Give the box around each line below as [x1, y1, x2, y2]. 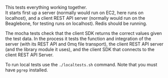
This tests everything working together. [5, 5, 88, 10]
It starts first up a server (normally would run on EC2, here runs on [5, 10, 144, 16]
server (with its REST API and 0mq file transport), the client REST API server [5, 41, 163, 47]
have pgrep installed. [5, 67, 48, 73]
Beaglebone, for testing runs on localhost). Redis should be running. [5, 20, 148, 26]
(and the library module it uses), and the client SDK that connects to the [5, 47, 155, 52]
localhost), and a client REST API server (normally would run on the [5, 15, 145, 21]
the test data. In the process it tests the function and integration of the [5, 35, 151, 42]
